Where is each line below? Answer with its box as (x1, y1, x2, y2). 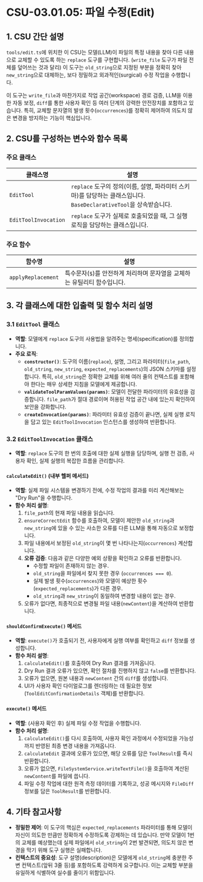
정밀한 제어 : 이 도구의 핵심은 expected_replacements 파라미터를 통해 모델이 (14, 824, 193, 831)
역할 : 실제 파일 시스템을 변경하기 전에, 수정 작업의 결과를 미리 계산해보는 (14, 487, 184, 494)
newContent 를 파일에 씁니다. (24, 772, 91, 779)
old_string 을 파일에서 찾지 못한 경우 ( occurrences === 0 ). (33, 570, 173, 577)
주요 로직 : (14, 350, 38, 357)
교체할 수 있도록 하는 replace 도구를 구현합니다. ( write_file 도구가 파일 (17, 56, 188, 63)
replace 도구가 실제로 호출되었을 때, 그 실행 (71, 211, 188, 220)
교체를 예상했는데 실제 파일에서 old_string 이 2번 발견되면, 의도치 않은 (21, 839, 187, 846)
